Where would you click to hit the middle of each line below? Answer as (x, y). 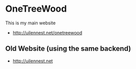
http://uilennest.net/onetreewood (47, 32)
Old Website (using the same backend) (68, 49)
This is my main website (31, 23)
